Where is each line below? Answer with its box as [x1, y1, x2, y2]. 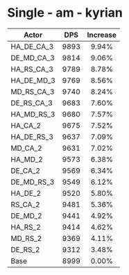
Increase [87, 30, 117, 40]
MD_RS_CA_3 [10, 87, 55, 97]
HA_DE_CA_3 [10, 42, 54, 51]
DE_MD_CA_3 [10, 53, 55, 62]
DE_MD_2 [10, 210, 43, 220]
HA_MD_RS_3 [10, 109, 55, 119]
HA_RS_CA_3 [10, 64, 54, 74]
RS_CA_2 [10, 199, 40, 209]
